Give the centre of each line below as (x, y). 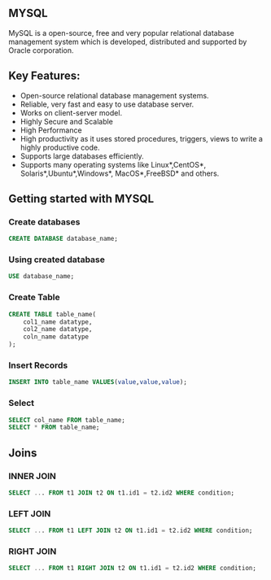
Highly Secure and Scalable (67, 121)
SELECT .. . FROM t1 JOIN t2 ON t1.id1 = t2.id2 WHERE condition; (121, 493)
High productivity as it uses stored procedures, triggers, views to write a (141, 138)
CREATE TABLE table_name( (52, 314)
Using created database (57, 259)
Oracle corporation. (41, 50)
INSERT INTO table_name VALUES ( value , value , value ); (98, 382)
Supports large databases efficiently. (82, 156)
